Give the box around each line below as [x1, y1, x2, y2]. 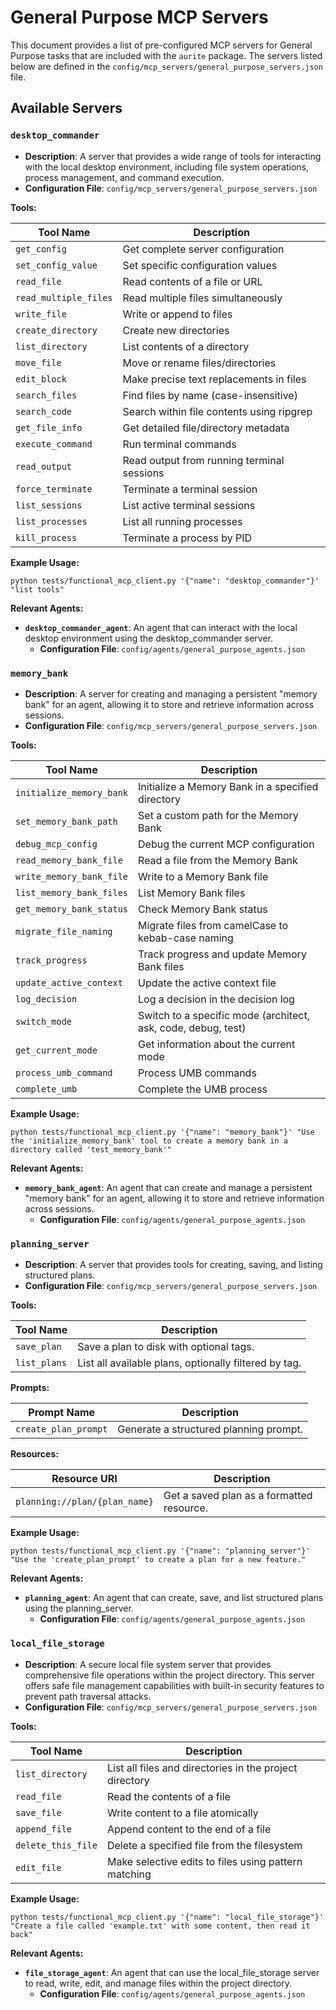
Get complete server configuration [122, 242, 285, 256]
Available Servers [10, 100, 123, 117]
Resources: [10, 1448, 59, 1460]
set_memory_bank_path [15, 816, 118, 827]
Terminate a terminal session [122, 482, 258, 496]
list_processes [15, 516, 88, 527]
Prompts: [10, 1382, 50, 1394]
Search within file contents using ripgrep [122, 404, 313, 418]
